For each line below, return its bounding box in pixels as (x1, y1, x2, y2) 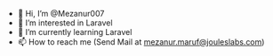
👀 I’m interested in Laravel (17, 17, 113, 28)
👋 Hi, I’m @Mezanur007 (17, 9, 105, 18)
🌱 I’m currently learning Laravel (17, 27, 132, 37)
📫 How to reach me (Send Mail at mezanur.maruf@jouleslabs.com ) (17, 37, 265, 47)
